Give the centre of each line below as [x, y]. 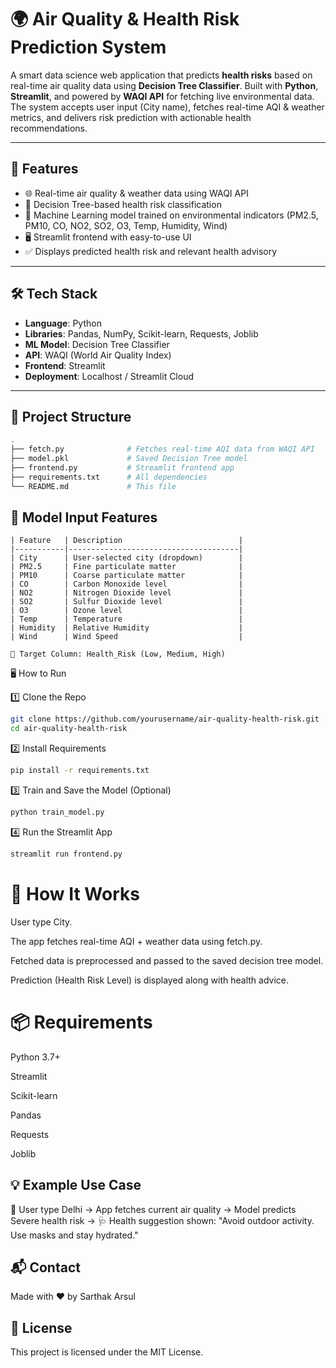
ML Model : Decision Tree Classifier [97, 344]
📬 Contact [45, 1267]
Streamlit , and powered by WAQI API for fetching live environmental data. [162, 96]
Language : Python [63, 323]
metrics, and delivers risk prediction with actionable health [131, 117]
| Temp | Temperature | [127, 619]
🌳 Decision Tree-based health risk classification [123, 204]
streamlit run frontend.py [66, 854]
